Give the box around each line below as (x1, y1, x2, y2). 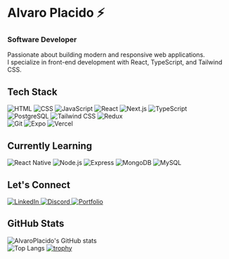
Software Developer (7, 35, 77, 45)
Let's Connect (7, 179, 70, 191)
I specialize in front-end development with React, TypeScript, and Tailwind (7, 58, 223, 67)
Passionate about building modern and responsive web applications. (7, 51, 205, 59)
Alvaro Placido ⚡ (7, 5, 105, 21)
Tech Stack (7, 86, 58, 98)
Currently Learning (7, 140, 93, 152)
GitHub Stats (7, 218, 65, 230)
